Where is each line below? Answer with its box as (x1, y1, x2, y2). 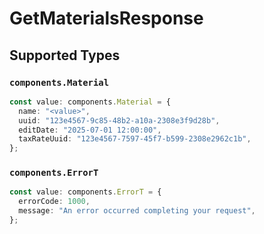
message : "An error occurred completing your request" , (18, 206, 256, 216)
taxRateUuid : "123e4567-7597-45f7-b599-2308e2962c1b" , (18, 134, 252, 144)
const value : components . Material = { (9, 97, 171, 107)
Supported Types (9, 47, 121, 64)
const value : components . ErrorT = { (9, 187, 162, 197)
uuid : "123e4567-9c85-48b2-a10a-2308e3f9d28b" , (18, 115, 221, 126)
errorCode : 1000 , (18, 197, 91, 207)
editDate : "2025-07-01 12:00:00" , (18, 125, 162, 135)
